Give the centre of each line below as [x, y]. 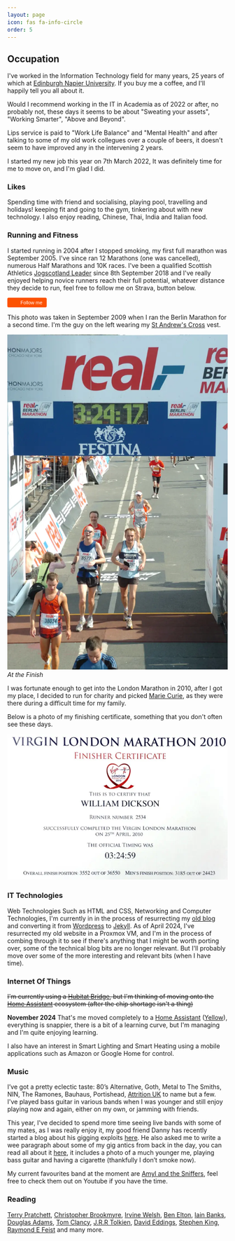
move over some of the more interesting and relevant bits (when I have [109, 955]
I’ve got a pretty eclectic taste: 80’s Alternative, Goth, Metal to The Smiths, [114, 1087]
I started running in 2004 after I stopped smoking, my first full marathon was [117, 250]
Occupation [33, 59]
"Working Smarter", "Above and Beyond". [66, 119]
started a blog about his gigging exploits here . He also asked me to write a [114, 1138]
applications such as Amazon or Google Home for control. [91, 1053]
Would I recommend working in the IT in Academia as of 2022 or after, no [113, 105]
